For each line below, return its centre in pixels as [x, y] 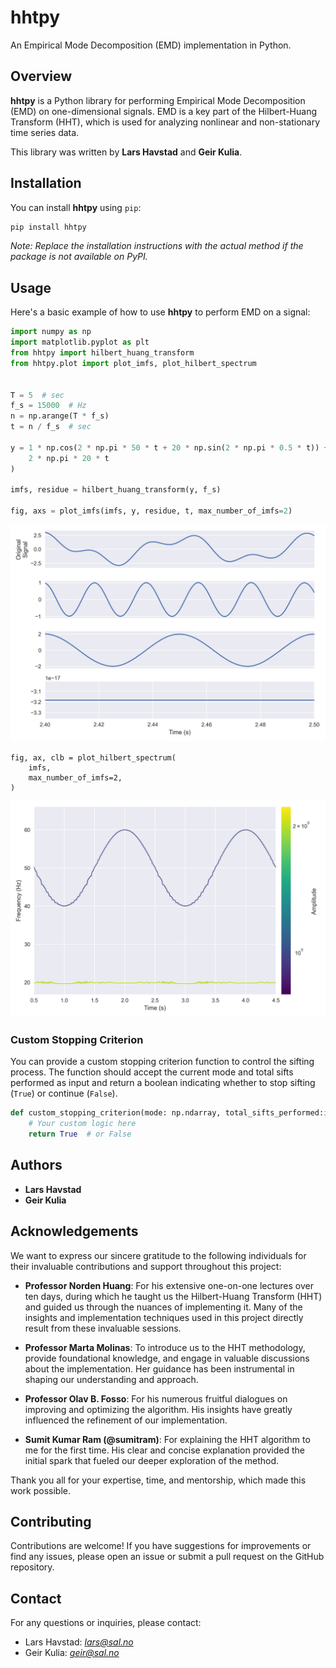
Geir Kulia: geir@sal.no [72, 1653]
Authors [36, 1165]
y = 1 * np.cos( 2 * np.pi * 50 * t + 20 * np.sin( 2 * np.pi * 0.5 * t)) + [169, 447]
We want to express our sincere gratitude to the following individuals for [158, 1255]
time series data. [45, 132]
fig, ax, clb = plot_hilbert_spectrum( [93, 757]
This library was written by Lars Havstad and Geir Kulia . [126, 152]
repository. [32, 1567]
